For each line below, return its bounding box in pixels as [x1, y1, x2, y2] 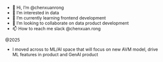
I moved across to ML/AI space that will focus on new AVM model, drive [12, 46, 159, 52]
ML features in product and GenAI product [12, 52, 98, 57]
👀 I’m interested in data [12, 10, 59, 16]
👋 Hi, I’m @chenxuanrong [12, 5, 64, 10]
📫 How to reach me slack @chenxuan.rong [12, 26, 101, 31]
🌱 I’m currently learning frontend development [12, 15, 106, 21]
